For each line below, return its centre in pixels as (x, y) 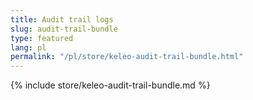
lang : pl (28, 47)
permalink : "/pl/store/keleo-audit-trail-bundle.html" (127, 57)
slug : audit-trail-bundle (64, 29)
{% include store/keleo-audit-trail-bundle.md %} (110, 85)
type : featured (42, 38)
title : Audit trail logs (62, 19)
